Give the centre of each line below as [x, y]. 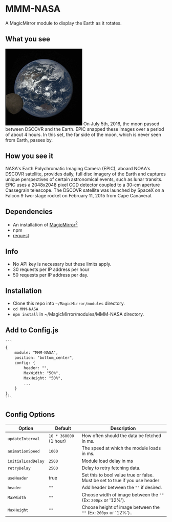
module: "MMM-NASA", [36, 353]
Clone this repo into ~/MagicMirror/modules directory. [69, 303]
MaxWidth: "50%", [42, 373]
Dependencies [29, 211]
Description [123, 428]
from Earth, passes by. [29, 140]
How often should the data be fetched [121, 436]
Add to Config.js [32, 330]
